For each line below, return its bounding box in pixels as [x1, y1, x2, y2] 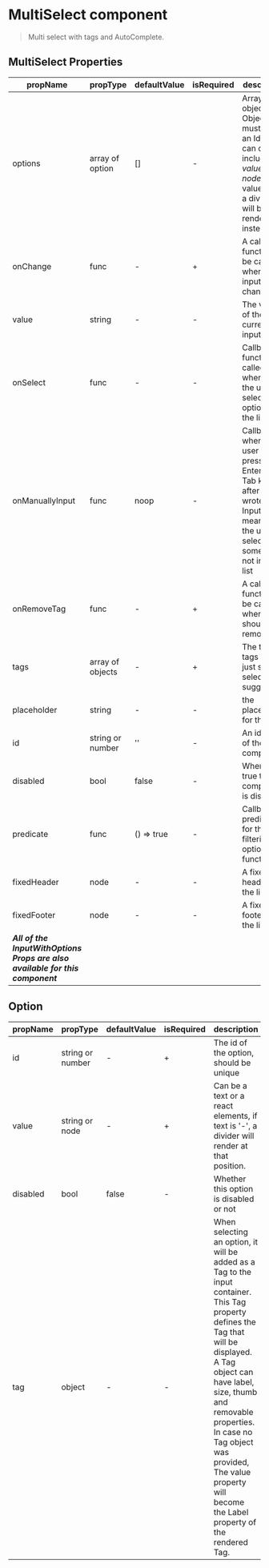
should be [213, 1057, 251, 1068]
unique [213, 1067, 240, 1078]
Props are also [12, 952, 70, 963]
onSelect [12, 376, 46, 388]
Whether [213, 1173, 247, 1184]
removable [213, 1406, 254, 1417]
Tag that [213, 1326, 245, 1337]
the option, [213, 1047, 255, 1058]
